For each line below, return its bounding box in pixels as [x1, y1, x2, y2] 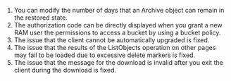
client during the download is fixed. [13, 66, 117, 74]
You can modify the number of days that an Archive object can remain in [13, 6, 225, 14]
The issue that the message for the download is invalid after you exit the [13, 58, 223, 66]
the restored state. [13, 13, 68, 22]
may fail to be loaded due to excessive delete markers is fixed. [13, 51, 196, 59]
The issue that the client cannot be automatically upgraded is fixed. [13, 36, 210, 44]
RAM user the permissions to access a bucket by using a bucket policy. [13, 28, 221, 37]
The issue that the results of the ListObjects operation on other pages [13, 44, 216, 51]
